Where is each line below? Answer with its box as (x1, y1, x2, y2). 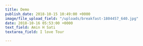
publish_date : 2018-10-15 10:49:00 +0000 (5, 12, 91, 16)
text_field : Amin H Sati (5, 25, 56, 30)
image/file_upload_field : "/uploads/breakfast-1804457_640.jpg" (5, 16, 139, 21)
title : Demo (5, 7, 29, 12)
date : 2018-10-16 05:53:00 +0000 (5, 20, 73, 26)
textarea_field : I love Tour (5, 30, 64, 34)
